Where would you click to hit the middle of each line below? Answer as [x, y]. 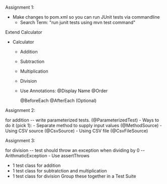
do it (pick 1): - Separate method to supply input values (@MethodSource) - [84, 125]
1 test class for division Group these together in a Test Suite [74, 176]
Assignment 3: [20, 140]
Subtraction [32, 62]
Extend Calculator [24, 32]
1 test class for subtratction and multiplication [60, 171]
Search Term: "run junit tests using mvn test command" [78, 22]
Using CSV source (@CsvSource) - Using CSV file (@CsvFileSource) [77, 131]
